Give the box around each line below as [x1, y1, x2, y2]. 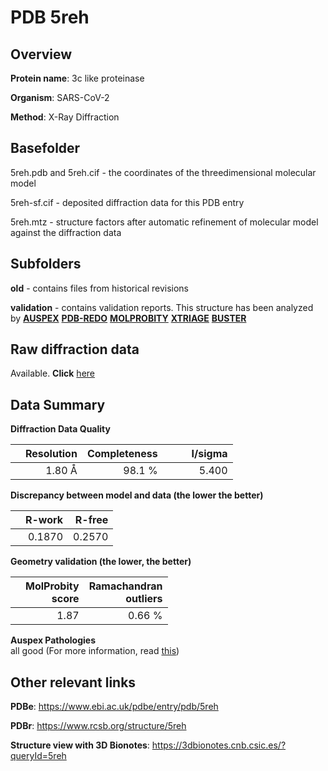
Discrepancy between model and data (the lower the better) [10, 489, 264, 501]
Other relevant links [10, 674, 137, 691]
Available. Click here [10, 367, 95, 380]
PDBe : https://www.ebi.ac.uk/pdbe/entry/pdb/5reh [10, 701, 219, 713]
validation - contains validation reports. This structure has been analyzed [10, 301, 314, 313]
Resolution [25, 447, 78, 461]
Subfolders [10, 256, 82, 273]
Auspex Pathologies [10, 634, 97, 646]
